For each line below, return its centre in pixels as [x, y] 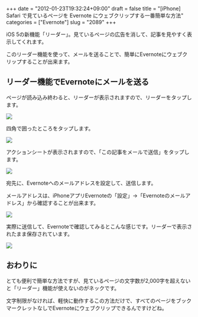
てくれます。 [32, 42]
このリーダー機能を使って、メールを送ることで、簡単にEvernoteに [87, 54]
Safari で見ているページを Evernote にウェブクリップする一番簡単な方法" [95, 15]
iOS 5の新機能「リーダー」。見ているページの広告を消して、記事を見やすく [97, 34]
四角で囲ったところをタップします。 [50, 128]
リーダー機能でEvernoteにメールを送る [78, 82]
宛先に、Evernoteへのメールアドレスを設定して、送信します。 [81, 183]
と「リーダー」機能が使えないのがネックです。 [63, 288]
